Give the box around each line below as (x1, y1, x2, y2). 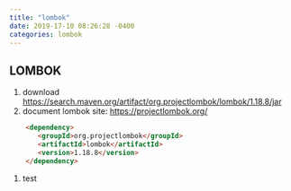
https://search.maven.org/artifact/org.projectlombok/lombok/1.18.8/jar (22, 96, 282, 108)
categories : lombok (9, 30, 83, 39)
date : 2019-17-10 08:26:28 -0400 (9, 22, 135, 30)
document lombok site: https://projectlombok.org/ (22, 106, 208, 117)
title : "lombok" (9, 13, 70, 22)
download (22, 87, 60, 98)
